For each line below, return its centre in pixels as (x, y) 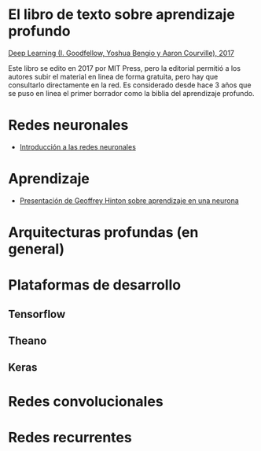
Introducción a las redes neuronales (77, 146)
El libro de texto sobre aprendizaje (122, 15)
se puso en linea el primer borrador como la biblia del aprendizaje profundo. (131, 93)
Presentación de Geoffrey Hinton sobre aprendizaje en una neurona (129, 200)
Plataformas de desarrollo (95, 285)
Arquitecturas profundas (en (103, 232)
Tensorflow (37, 314)
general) (37, 249)
